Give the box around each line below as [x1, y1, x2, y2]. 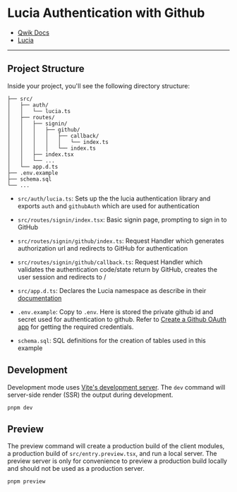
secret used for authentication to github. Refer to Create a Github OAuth [17, 315, 227, 323]
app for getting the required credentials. [17, 323, 134, 331]
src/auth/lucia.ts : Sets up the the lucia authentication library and [17, 194, 211, 203]
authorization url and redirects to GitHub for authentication [17, 244, 188, 252]
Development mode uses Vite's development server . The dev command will [7, 383, 226, 391]
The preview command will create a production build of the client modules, [7, 442, 225, 450]
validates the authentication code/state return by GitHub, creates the [17, 265, 217, 273]
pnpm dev [7, 404, 33, 411]
